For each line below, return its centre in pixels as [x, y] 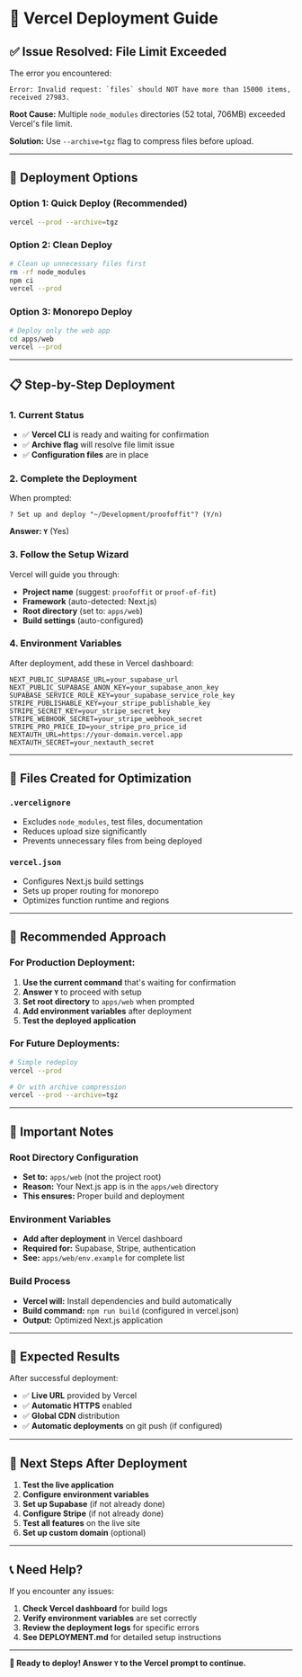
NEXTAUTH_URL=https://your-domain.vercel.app [96, 735]
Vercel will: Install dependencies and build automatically [127, 1301]
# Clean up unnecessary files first [78, 263]
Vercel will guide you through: [64, 574]
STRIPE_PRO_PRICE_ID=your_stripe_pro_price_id [98, 727]
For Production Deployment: [72, 963]
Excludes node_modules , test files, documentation [113, 821]
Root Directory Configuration [74, 1157]
